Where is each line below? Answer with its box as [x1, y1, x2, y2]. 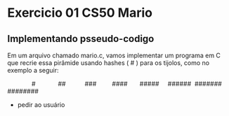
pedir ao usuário [17, 101, 65, 109]
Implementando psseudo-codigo [7, 33, 155, 45]
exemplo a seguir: [7, 66, 59, 74]
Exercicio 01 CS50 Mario [7, 5, 153, 21]
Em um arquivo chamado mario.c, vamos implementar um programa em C [7, 51, 221, 59]
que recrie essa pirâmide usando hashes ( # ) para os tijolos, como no [7, 59, 210, 67]
